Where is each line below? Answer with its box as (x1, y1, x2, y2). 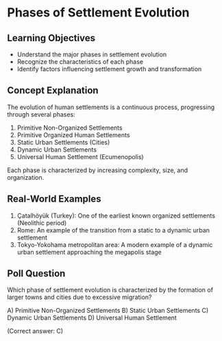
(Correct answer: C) (7, 327, 64, 336)
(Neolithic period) (16, 218, 67, 227)
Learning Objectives (7, 32, 96, 44)
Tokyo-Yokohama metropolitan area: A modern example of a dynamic (16, 240, 213, 248)
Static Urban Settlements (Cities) (16, 138, 110, 146)
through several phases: (7, 110, 75, 118)
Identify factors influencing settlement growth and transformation (16, 65, 202, 73)
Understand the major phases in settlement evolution (16, 50, 167, 58)
